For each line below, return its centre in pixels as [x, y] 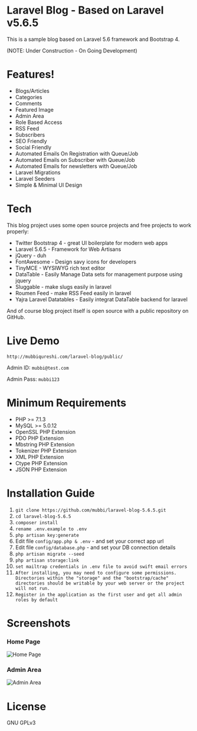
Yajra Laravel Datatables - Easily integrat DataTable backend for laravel [101, 299]
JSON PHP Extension [41, 469]
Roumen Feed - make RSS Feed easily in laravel [73, 293]
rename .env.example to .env [51, 529]
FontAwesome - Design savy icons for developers [76, 262]
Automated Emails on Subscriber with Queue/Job [75, 159]
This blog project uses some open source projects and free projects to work [99, 225]
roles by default [37, 600]
